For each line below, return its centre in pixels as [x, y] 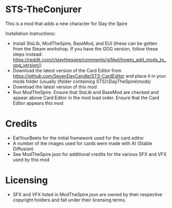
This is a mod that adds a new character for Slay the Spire [67, 24]
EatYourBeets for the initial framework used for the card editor [78, 138]
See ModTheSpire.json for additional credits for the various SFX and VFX [90, 154]
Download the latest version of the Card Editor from [67, 71]
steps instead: [27, 54]
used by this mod [31, 159]
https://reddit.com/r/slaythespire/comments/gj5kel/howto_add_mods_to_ [89, 59]
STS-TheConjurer [44, 9]
